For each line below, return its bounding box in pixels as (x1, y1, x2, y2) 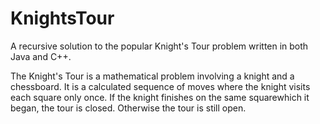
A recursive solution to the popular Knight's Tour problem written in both (10, 40, 309, 52)
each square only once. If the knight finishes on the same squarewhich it (10, 91, 310, 103)
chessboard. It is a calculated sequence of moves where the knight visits (10, 80, 311, 92)
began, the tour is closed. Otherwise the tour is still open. (10, 102, 247, 114)
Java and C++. (10, 50, 72, 62)
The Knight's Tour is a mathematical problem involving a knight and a (10, 70, 295, 82)
